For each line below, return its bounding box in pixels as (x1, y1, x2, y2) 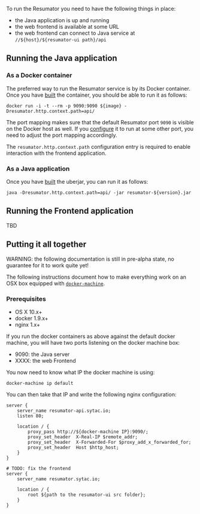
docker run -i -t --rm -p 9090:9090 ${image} (6, 103, 122, 109)
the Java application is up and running (14, 17, 110, 23)
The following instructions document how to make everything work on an (6, 273, 187, 280)
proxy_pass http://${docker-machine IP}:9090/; (28, 429, 149, 435)
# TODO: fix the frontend (6, 465, 71, 471)
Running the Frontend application (6, 206, 134, 216)
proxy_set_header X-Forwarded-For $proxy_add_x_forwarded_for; (28, 439, 192, 445)
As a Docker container (6, 71, 72, 80)
